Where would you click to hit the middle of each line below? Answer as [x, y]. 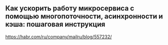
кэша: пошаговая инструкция [55, 24]
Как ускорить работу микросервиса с [70, 8]
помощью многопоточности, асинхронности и [84, 17]
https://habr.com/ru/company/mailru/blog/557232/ [59, 37]
